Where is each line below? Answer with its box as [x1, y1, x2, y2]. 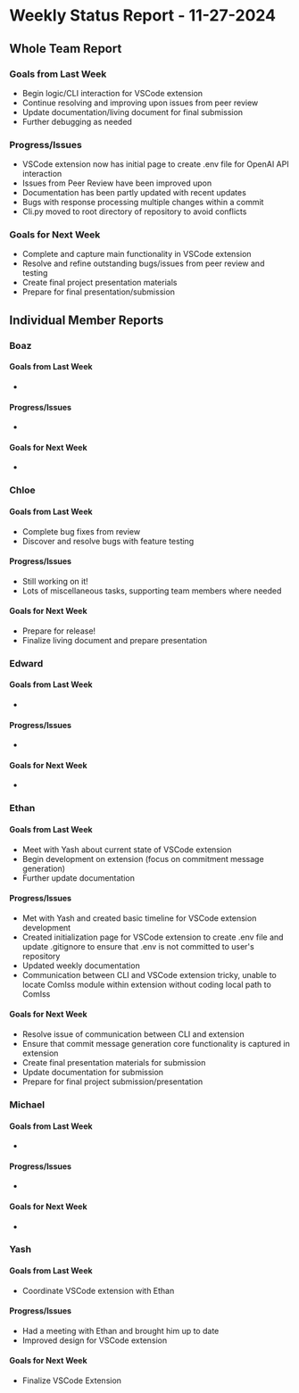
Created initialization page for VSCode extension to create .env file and [21, 932, 284, 942]
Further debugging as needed [21, 116, 132, 127]
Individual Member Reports [9, 312, 164, 328]
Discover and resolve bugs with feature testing [21, 535, 195, 546]
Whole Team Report [9, 41, 122, 56]
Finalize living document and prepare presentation [21, 634, 208, 645]
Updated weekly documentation [21, 960, 140, 971]
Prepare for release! [21, 626, 96, 636]
